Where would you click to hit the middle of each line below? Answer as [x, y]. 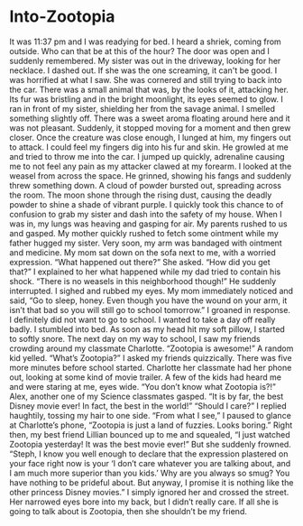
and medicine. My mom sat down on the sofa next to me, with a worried [143, 252]
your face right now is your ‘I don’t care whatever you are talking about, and [150, 463]
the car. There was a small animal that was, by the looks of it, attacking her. [149, 89]
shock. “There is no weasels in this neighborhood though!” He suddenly [143, 281]
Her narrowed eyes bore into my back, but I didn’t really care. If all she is [144, 502]
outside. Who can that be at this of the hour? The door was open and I [140, 51]
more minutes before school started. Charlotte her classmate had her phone [151, 367]
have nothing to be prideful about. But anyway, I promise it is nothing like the [151, 482]
